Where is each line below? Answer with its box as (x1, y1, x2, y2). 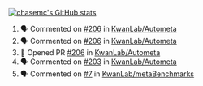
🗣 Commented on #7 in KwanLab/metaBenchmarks (19, 69, 195, 79)
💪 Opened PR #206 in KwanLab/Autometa (19, 48, 161, 57)
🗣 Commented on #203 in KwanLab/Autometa (19, 57, 177, 67)
